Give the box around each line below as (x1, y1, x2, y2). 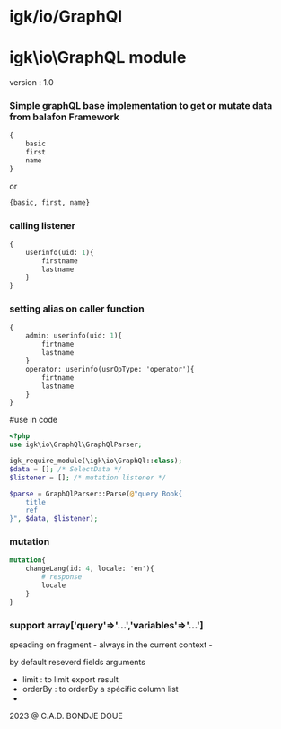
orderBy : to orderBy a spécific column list (22, 683, 179, 694)
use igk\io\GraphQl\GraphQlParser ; (9, 440, 143, 450)
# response (41, 573, 83, 582)
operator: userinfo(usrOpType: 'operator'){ (25, 364, 195, 373)
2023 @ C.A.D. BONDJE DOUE (9, 710, 123, 721)
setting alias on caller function (9, 303, 145, 315)
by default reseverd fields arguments (9, 656, 146, 667)
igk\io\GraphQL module (9, 48, 187, 68)
